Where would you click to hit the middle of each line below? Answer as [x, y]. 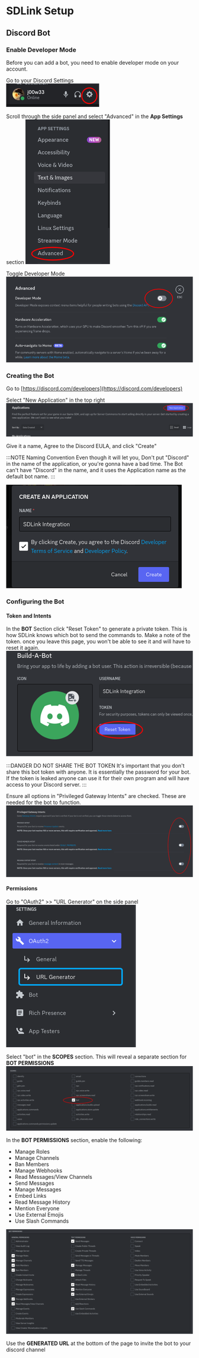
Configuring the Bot [35, 602]
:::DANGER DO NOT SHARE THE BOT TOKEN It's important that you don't [95, 766]
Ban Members [32, 1165]
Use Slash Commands [42, 1221]
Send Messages [34, 1183]
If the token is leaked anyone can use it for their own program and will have [98, 778]
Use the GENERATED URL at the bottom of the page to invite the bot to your [99, 1343]
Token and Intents [29, 616]
